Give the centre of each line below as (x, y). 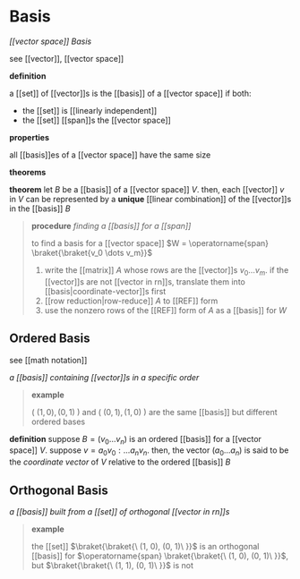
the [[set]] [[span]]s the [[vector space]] (97, 120)
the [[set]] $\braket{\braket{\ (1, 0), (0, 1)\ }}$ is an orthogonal (145, 546)
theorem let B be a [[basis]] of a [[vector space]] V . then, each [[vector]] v (147, 189)
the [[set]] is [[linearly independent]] (90, 110)
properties (30, 137)
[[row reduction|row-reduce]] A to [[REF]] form (131, 301)
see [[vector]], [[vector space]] (67, 58)
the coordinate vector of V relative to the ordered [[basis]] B (120, 462)
